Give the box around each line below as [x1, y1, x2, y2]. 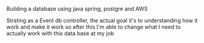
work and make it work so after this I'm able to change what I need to [6, 24, 181, 30]
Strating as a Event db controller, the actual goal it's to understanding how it [6, 17, 198, 24]
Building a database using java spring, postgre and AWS [6, 5, 148, 12]
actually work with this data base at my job [6, 30, 115, 37]
